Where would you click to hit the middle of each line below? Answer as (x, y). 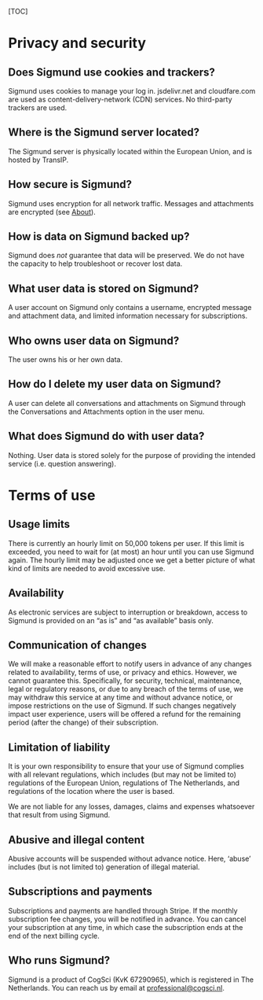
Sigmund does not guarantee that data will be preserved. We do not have (126, 256)
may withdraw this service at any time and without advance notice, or (121, 697)
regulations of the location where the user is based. (91, 792)
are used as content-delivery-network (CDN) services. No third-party (121, 99)
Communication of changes (78, 645)
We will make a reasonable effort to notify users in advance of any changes (130, 664)
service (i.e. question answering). (62, 463)
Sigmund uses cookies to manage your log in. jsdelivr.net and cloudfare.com (132, 91)
